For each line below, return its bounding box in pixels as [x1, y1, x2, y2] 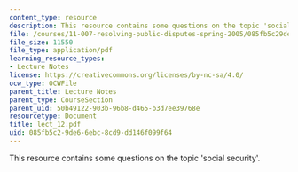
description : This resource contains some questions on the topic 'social [9, 21, 292, 30]
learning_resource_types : [9, 54, 105, 63]
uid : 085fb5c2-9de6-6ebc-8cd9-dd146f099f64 [9, 129, 173, 137]
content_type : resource [9, 12, 98, 22]
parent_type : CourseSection [9, 95, 114, 105]
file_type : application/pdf [9, 46, 114, 55]
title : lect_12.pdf [9, 121, 82, 129]
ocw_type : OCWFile [9, 79, 77, 88]
